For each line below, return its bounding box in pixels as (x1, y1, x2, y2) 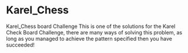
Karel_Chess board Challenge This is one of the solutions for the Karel (6, 23, 176, 30)
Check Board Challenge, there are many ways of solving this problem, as (6, 29, 183, 36)
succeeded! (6, 41, 35, 48)
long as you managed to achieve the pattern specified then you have (6, 35, 172, 42)
